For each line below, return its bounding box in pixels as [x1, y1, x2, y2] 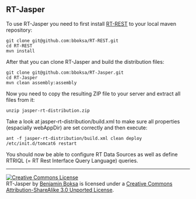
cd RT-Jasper [6, 74, 38, 81]
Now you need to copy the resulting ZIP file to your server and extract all [6, 90, 181, 97]
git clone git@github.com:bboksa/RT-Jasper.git [6, 70, 124, 76]
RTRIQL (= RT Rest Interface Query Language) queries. [6, 157, 138, 164]
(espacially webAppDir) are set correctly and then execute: [6, 124, 148, 131]
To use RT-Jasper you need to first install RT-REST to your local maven [6, 20, 177, 27]
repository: [6, 26, 33, 33]
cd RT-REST [6, 43, 33, 49]
